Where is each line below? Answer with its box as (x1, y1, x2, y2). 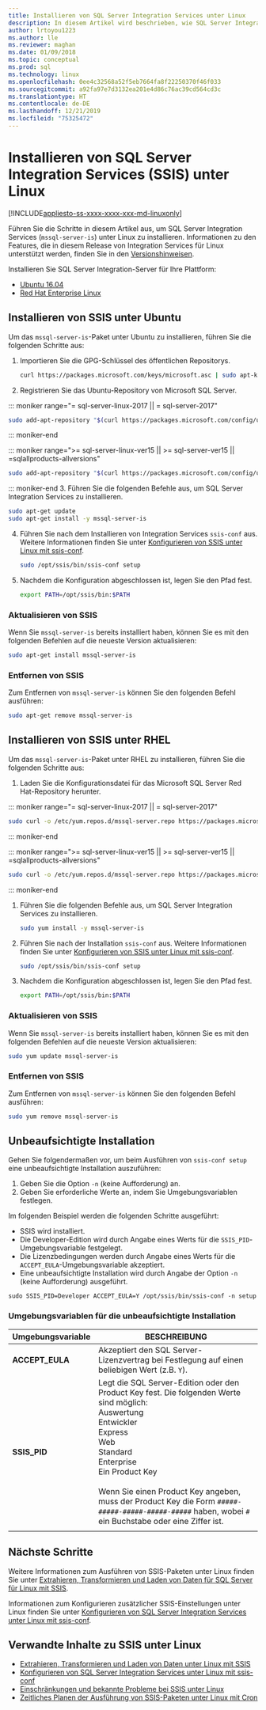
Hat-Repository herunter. (19, 787, 101, 796)
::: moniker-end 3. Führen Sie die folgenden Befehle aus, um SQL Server (8, 483, 244, 493)
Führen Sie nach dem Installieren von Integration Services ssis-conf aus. (19, 529, 258, 538)
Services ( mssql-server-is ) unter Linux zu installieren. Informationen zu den (8, 232, 256, 241)
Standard (97, 1446, 133, 1457)
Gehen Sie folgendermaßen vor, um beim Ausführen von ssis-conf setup (8, 1155, 247, 1165)
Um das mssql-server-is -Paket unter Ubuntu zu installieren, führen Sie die (8, 332, 252, 341)
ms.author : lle (8, 33, 59, 42)
